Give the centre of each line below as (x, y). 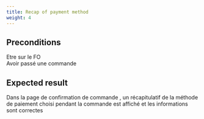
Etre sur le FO (24, 57)
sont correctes (25, 110)
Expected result (37, 83)
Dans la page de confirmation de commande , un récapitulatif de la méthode (102, 98)
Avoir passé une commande (42, 63)
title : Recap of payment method (47, 12)
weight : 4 (19, 18)
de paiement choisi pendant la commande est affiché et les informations (97, 104)
